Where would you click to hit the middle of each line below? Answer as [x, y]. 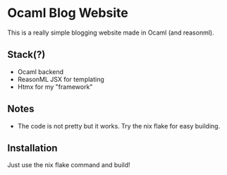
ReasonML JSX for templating [61, 79]
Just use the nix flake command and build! [69, 165]
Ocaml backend [41, 71]
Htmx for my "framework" [55, 87]
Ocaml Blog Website [68, 13]
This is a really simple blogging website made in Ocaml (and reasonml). [111, 32]
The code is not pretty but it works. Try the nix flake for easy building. [119, 126]
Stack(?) [26, 55]
